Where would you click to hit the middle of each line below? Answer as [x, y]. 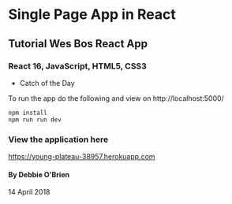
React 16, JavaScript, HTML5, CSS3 [78, 66]
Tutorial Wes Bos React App [78, 44]
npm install [28, 113]
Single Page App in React [92, 15]
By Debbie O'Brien [39, 174]
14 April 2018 [29, 192]
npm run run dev [35, 120]
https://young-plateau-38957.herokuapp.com [82, 157]
